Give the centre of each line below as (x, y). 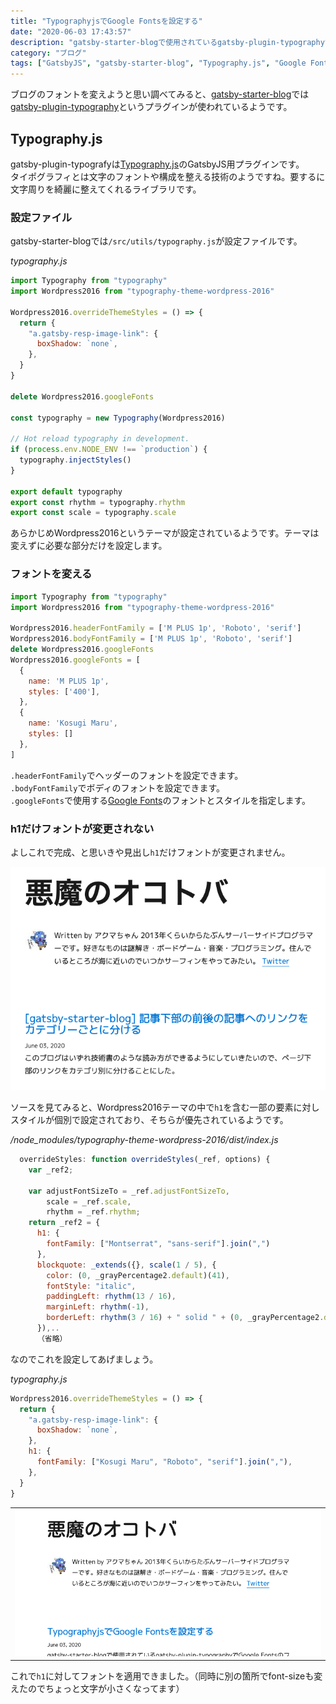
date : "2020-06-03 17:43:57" (71, 31)
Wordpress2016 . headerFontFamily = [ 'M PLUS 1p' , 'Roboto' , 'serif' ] (156, 628)
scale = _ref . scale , (89, 1201)
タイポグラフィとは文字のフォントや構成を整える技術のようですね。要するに (168, 176)
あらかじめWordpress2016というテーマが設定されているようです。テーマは (165, 533)
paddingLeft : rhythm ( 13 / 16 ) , (111, 1296)
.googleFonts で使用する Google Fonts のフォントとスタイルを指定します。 (161, 800)
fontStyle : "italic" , (91, 1286)
